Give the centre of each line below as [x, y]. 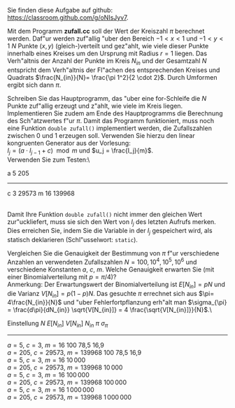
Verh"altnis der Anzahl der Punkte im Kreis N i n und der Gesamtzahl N [107, 62]
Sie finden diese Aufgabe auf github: [60, 10]
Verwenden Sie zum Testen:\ [49, 160]
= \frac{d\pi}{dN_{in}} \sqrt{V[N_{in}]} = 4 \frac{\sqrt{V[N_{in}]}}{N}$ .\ [109, 310]
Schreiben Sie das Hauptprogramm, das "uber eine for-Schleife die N [107, 98]
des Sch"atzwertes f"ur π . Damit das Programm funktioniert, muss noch [111, 120]
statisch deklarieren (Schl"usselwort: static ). [73, 240]
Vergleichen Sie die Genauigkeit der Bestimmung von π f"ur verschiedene [113, 253]
